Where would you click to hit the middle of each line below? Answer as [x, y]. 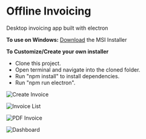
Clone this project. [38, 63]
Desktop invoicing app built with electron [57, 28]
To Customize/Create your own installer [58, 51]
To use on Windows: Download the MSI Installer [67, 39]
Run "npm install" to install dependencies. [67, 76]
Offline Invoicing [49, 11]
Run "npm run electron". [45, 83]
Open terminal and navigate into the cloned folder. [78, 69]
